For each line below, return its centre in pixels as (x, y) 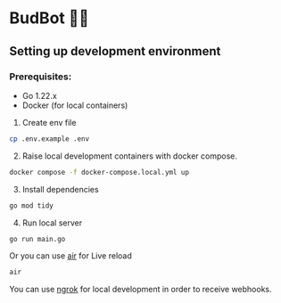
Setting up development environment (115, 51)
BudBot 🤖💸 (49, 18)
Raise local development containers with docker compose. (130, 156)
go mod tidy (31, 205)
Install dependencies (61, 189)
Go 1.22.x (40, 95)
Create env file (49, 122)
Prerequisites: (41, 77)
